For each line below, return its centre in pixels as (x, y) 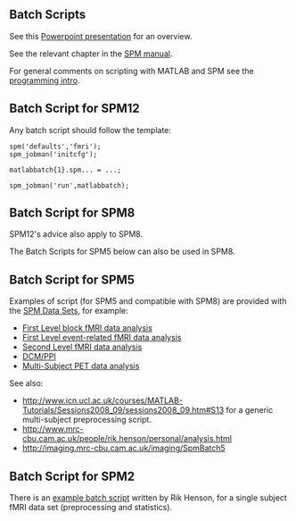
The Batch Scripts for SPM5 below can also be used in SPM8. (122, 252)
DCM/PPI (39, 357)
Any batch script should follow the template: (90, 130)
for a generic (250, 410)
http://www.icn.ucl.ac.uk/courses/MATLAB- (102, 400)
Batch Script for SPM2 (72, 476)
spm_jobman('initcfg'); (53, 154)
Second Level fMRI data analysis (82, 347)
